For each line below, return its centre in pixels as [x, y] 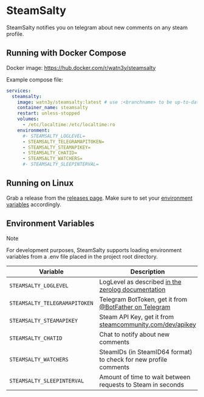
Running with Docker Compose [66, 53]
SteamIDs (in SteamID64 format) [146, 352]
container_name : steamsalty [53, 108]
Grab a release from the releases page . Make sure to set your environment [100, 198]
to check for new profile [133, 359]
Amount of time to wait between [145, 377]
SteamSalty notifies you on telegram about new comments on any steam [97, 27]
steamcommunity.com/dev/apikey [148, 325]
